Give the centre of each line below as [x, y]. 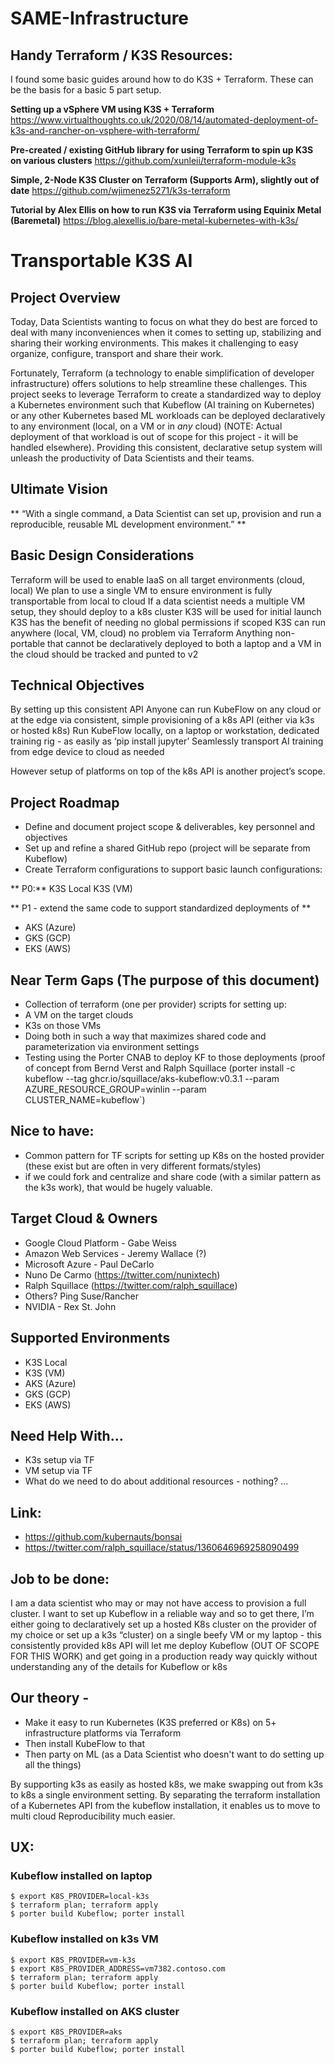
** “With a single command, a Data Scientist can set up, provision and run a [166, 513]
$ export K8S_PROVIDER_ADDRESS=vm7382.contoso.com [118, 1968]
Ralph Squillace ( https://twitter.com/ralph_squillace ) [131, 1285]
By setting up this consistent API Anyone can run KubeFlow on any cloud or [166, 709]
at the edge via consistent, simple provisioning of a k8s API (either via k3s [162, 720]
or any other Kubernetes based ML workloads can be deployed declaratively [168, 415]
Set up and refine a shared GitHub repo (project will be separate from [167, 848]
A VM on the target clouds [79, 1015]
